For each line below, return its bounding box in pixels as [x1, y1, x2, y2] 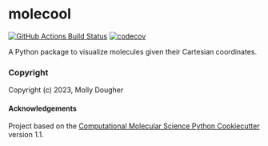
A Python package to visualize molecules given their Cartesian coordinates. [8, 47, 258, 56]
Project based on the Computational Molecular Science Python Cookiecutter [8, 121, 260, 131]
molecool [8, 5, 72, 23]
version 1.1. [8, 130, 44, 140]
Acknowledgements [8, 103, 78, 113]
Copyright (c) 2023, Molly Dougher [8, 85, 124, 95]
